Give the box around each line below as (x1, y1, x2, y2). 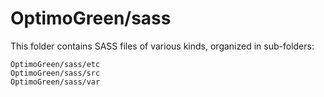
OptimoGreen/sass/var (10, 77, 101, 87)
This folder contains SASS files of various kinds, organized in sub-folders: (10, 40, 315, 52)
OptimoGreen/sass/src (10, 68, 101, 78)
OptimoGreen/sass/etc (10, 59, 101, 69)
